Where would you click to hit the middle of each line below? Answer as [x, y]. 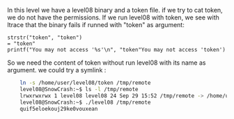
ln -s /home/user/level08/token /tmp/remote [85, 83]
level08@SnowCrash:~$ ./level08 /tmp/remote [85, 102]
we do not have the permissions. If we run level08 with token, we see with [113, 17]
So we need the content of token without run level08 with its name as [107, 63]
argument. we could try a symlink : [57, 70]
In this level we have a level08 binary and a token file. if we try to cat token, [115, 10]
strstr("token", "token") [45, 38]
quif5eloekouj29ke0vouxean [59, 109]
